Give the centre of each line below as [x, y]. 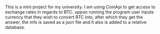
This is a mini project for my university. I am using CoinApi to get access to [80, 7]
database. [15, 27]
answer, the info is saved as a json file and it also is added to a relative [76, 22]
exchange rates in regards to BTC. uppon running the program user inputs [80, 12]
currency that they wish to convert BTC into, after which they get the [74, 17]
